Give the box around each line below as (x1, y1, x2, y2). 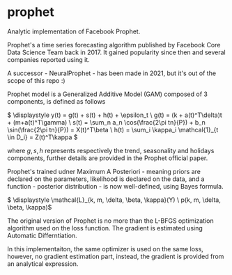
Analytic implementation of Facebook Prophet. (7, 27, 141, 36)
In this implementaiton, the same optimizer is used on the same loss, (7, 244, 203, 253)
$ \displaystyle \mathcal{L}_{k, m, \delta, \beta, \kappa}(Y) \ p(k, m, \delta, (7, 196, 221, 204)
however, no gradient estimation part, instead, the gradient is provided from (7, 252, 224, 260)
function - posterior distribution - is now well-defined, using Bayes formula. (7, 182, 224, 190)
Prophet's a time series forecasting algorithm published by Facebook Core (7, 40, 221, 49)
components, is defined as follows (7, 97, 106, 105)
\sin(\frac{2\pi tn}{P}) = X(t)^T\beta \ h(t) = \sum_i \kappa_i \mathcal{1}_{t (7, 125, 219, 134)
